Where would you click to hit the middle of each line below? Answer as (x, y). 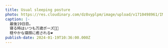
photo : (12, 14)
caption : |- (17, 19)
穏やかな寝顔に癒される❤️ (31, 33)
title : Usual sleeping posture (38, 10)
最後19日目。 (21, 24)
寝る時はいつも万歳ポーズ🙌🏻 (34, 28)
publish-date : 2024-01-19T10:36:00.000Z (48, 38)
